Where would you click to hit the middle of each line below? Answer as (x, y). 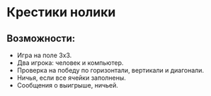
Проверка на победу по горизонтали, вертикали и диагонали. (110, 70)
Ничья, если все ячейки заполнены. (72, 78)
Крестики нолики (61, 12)
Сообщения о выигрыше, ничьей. (67, 85)
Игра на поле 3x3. (44, 55)
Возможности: (41, 38)
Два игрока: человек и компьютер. (70, 63)
